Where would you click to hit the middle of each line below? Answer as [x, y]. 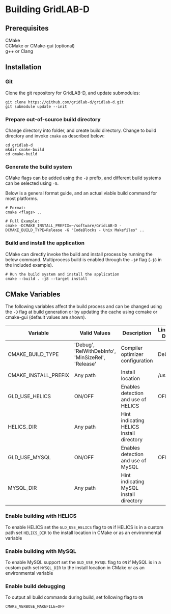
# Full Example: [22, 221]
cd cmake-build [21, 154]
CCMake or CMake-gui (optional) [40, 46]
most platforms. [22, 199]
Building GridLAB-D [48, 9]
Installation [23, 67]
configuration [137, 361]
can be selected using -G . [32, 183]
